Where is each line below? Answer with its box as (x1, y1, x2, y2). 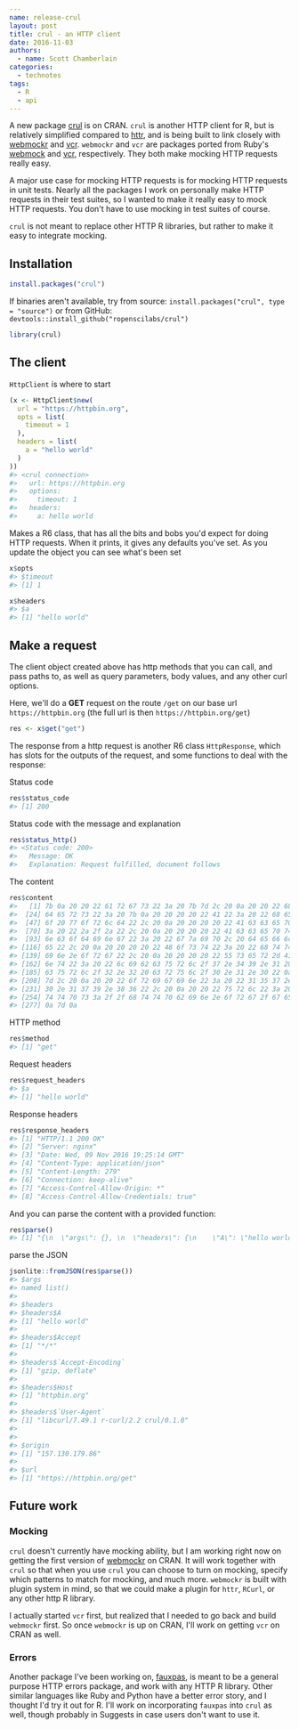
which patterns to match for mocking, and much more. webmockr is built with (9, 1573, 287, 1585)
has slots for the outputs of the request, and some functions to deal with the (9, 750, 288, 760)
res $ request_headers (9, 1076, 86, 1085)
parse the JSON (9, 1250, 69, 1261)
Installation (9, 256, 73, 272)
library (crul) (9, 330, 62, 339)
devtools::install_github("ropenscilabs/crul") (9, 315, 190, 324)
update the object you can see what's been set (9, 547, 182, 557)
